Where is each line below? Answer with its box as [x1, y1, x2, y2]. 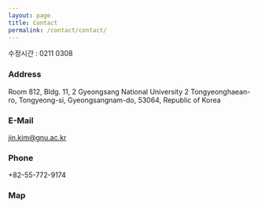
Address [8, 69, 42, 80]
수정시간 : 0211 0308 [8, 49, 73, 58]
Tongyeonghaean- [190, 87, 251, 96]
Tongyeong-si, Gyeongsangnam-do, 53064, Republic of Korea [18, 95, 222, 105]
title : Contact [8, 19, 58, 27]
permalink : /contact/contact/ [8, 26, 108, 34]
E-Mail [8, 115, 34, 126]
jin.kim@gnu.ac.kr [8, 132, 67, 142]
